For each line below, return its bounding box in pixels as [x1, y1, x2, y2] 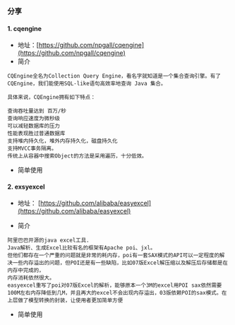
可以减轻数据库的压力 [7, 122, 60, 130]
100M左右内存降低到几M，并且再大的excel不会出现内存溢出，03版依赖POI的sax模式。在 [7, 290, 227, 297]
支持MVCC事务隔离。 [7, 145, 57, 153]
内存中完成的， [7, 267, 44, 274]
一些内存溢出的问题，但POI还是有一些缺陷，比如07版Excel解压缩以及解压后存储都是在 [12, 259, 228, 266]
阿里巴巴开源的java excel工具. [7, 237, 90, 244]
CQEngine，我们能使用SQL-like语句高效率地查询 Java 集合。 [7, 80, 167, 88]
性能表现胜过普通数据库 [7, 130, 66, 137]
